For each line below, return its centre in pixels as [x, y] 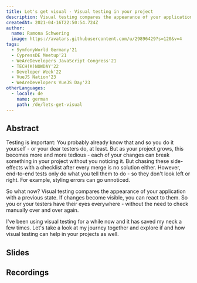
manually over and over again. [43, 210]
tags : [13, 45]
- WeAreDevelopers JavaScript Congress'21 [64, 61]
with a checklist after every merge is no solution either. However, [102, 168]
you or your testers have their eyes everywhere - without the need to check [97, 204]
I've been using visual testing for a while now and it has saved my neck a [94, 222]
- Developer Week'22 [36, 72]
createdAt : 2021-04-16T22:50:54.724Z [52, 22]
